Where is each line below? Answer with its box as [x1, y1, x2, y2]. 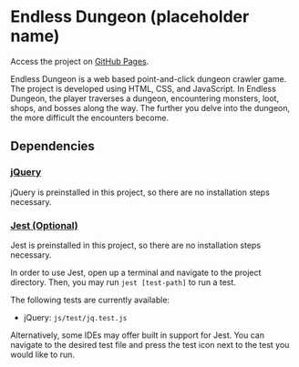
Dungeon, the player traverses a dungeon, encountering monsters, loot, [10, 93, 280, 104]
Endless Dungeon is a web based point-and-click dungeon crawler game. [10, 73, 287, 84]
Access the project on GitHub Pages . [10, 56, 149, 66]
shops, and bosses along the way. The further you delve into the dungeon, [10, 102, 291, 113]
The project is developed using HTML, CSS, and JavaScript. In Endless [10, 83, 276, 94]
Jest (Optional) [10, 219, 78, 231]
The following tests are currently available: [10, 294, 170, 305]
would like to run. [10, 349, 76, 360]
